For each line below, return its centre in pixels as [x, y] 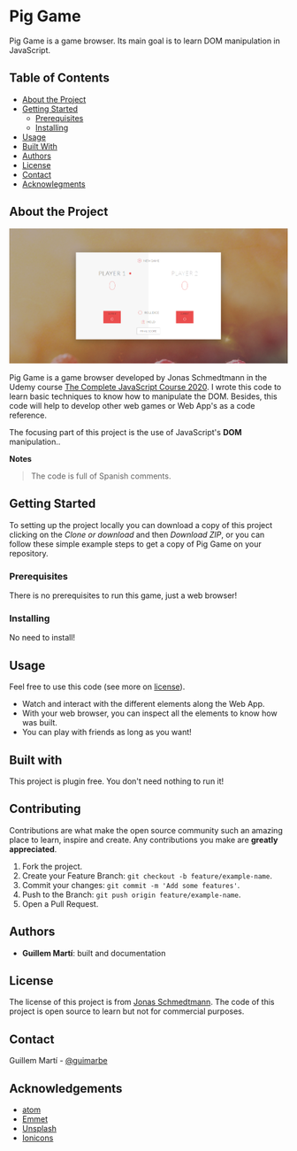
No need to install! [42, 638]
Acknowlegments [53, 184]
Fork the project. [52, 866]
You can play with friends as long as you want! [107, 733]
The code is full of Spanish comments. [101, 476]
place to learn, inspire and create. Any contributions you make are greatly [144, 840]
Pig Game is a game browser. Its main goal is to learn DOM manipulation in [145, 41]
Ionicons [38, 1138]
